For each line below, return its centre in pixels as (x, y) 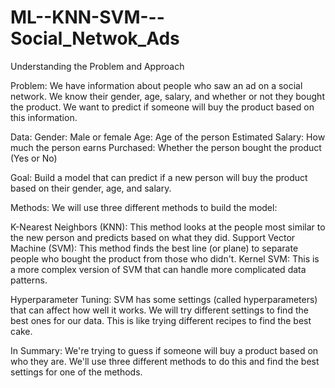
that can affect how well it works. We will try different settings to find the (159, 310)
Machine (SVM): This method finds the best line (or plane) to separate (154, 248)
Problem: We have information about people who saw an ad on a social (156, 85)
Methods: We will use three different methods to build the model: (144, 207)
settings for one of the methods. (76, 372)
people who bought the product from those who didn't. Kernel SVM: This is (165, 258)
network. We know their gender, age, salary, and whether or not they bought (167, 96)
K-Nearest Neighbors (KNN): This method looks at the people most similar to (168, 227)
